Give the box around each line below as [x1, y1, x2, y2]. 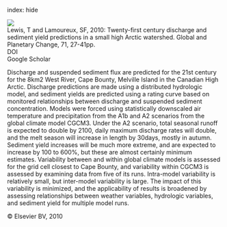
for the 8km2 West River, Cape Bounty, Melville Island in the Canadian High [7, 75, 219, 83]
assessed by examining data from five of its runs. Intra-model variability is [7, 170, 216, 178]
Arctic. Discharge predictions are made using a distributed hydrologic [7, 83, 203, 91]
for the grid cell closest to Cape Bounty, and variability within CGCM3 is [7, 163, 209, 170]
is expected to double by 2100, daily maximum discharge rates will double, [7, 126, 217, 134]
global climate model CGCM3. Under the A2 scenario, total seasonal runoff [7, 119, 218, 127]
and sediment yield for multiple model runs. [7, 199, 130, 207]
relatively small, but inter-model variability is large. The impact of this [7, 177, 202, 185]
